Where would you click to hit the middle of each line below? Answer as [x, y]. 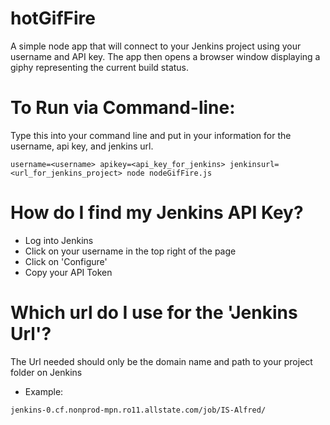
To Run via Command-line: [123, 108]
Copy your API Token [68, 272]
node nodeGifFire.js [169, 173]
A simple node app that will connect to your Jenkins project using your [156, 46]
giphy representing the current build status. [100, 67]
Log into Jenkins [59, 240]
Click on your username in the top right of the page [130, 251]
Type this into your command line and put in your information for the [151, 135]
